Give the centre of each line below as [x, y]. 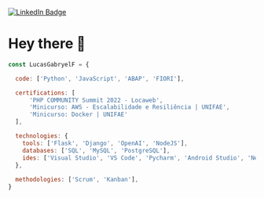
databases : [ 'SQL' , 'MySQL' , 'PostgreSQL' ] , [96, 150]
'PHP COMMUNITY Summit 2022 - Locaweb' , [96, 100]
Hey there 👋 [47, 44]
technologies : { [42, 136]
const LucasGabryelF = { [49, 64]
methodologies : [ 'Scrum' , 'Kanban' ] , [77, 180]
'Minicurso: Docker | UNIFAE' [78, 115]
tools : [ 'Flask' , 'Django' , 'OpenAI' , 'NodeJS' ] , [105, 143]
